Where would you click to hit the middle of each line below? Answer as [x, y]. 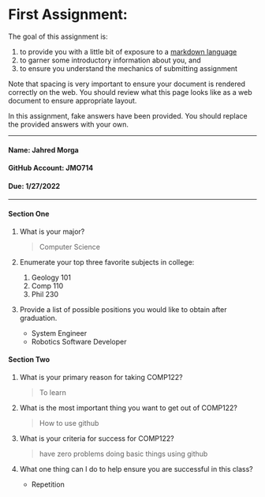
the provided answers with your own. [68, 124]
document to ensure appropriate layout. [73, 100]
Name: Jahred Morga [43, 150]
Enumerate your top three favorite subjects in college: [107, 262]
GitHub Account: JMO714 [51, 168]
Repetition [48, 484]
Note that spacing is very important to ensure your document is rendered [127, 84]
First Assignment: [68, 15]
